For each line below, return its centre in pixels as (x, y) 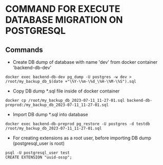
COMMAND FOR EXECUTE (63, 9)
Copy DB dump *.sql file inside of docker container (66, 91)
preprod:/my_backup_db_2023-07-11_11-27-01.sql (57, 105)
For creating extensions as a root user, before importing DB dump (82, 138)
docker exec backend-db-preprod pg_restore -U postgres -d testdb (78, 124)
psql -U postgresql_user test (38, 153)
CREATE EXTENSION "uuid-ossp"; (39, 157)
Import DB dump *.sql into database (50, 114)
